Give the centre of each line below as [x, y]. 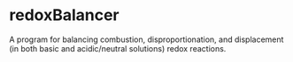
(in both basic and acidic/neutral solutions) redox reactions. [118, 48]
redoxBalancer [64, 15]
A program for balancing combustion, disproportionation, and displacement [146, 39]
